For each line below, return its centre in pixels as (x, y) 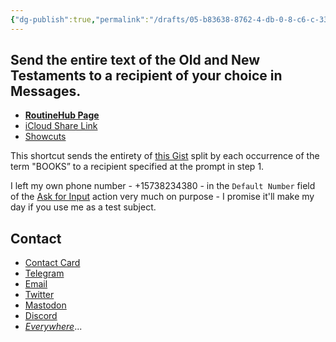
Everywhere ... (53, 327)
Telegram (44, 273)
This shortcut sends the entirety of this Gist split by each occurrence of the (165, 156)
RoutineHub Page (62, 115)
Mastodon (45, 305)
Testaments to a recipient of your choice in (146, 76)
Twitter (39, 295)
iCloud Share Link (61, 126)
